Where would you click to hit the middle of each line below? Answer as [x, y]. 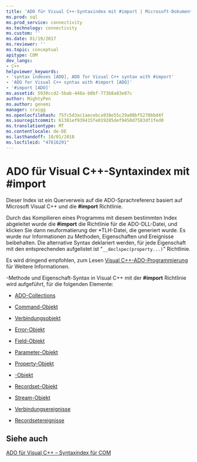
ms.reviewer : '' [26, 45]
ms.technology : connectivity [42, 28]
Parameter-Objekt [36, 352]
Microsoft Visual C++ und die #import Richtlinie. [64, 206]
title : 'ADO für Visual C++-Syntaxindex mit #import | [74, 11]
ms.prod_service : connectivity [44, 22]
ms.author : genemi [28, 104]
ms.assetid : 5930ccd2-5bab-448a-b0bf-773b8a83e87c [69, 93]
